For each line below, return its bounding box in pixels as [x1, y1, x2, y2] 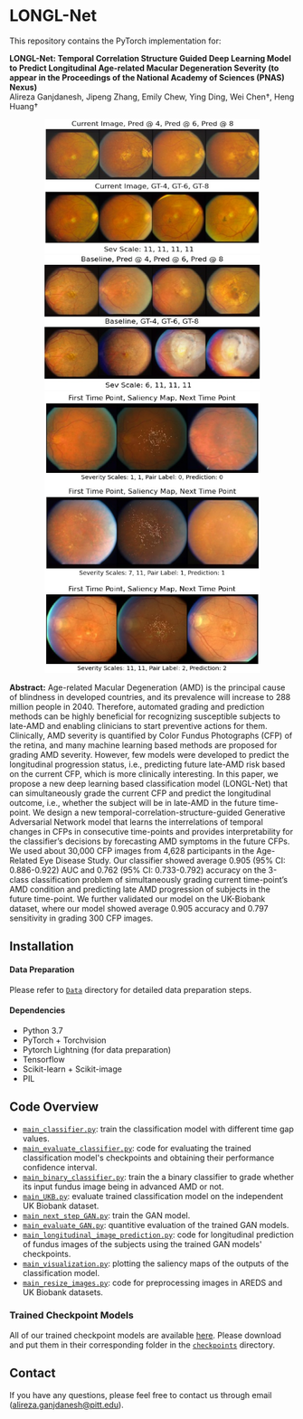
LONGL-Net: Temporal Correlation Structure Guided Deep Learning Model [9, 52, 291, 63]
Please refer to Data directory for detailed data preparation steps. [9, 984, 251, 995]
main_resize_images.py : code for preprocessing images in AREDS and [22, 1277, 283, 1288]
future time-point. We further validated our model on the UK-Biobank [9, 893, 266, 904]
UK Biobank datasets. [22, 1286, 104, 1298]
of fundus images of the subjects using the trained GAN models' [22, 1238, 262, 1249]
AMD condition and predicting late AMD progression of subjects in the [9, 884, 271, 894]
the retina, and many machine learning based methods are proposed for [9, 739, 278, 751]
